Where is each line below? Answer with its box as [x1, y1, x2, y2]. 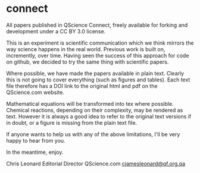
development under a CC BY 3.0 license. [6, 27, 106, 34]
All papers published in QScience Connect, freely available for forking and [6, 21, 188, 29]
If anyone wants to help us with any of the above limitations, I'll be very [6, 130, 180, 138]
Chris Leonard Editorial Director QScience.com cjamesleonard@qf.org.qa [6, 160, 186, 167]
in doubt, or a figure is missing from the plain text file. [6, 119, 137, 126]
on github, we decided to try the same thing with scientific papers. [6, 58, 169, 65]
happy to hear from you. [6, 137, 65, 144]
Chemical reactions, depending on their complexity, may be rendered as [6, 106, 183, 114]
